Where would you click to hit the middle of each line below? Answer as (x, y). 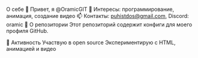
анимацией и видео (31, 49)
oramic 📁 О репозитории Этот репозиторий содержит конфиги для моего (99, 25)
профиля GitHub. (27, 31)
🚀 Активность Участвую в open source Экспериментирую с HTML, (91, 42)
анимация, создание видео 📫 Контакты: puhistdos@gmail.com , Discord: (98, 16)
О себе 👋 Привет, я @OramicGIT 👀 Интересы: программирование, (90, 9)
